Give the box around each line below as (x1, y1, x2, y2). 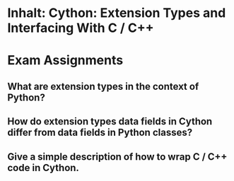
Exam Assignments (7, 52, 124, 69)
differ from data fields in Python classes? (7, 127, 193, 139)
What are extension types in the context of (7, 80, 199, 93)
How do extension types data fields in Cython (7, 115, 213, 128)
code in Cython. (7, 161, 80, 174)
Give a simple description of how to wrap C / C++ (7, 151, 228, 163)
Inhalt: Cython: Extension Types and (7, 5, 226, 21)
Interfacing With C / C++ (7, 20, 154, 36)
